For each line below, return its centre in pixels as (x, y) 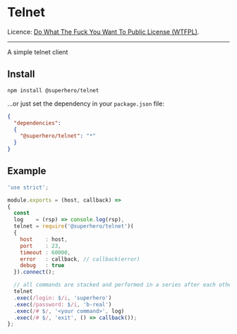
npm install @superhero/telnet (53, 90)
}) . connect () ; (34, 272)
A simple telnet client (38, 52)
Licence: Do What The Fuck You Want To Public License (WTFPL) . (103, 32)
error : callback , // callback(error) (80, 259)
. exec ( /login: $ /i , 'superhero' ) (63, 298)
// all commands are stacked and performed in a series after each (115, 285)
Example (27, 171)
